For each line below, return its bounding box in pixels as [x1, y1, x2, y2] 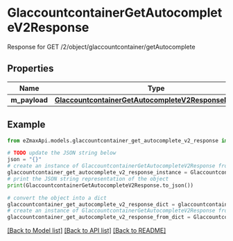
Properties [7, 63, 54, 74]
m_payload [10, 95, 49, 105]
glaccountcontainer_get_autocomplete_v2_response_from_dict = [7, 214, 191, 221]
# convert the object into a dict [7, 194, 107, 201]
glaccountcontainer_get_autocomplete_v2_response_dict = [7, 201, 175, 208]
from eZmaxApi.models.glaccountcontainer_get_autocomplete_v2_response [7, 137, 218, 144]
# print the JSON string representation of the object [7, 175, 169, 182]
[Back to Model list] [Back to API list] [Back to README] [7, 226, 166, 235]
